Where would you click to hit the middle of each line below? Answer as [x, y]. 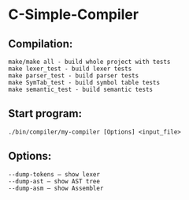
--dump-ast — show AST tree [54, 181]
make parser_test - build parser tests [74, 76]
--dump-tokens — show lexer [54, 174]
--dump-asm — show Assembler [56, 188]
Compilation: [41, 44]
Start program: [45, 113]
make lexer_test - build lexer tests [70, 69]
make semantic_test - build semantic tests [81, 89]
